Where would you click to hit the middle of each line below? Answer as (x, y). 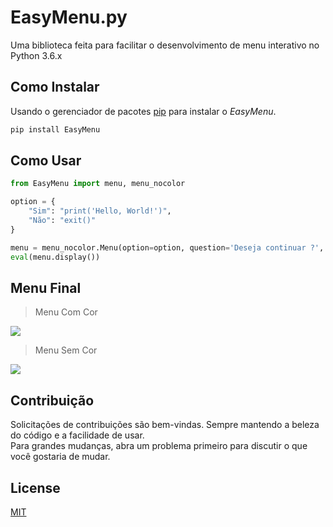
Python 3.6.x (36, 55)
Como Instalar (55, 87)
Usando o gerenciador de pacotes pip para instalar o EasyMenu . (143, 111)
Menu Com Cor (66, 312)
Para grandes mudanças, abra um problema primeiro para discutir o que (159, 446)
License (35, 487)
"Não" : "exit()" (62, 221)
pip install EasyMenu (55, 129)
